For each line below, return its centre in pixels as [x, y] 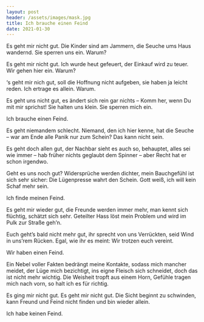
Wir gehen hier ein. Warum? [41, 71]
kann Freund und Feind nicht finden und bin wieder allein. [78, 302]
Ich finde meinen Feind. [36, 198]
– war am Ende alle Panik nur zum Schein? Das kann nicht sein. [85, 137]
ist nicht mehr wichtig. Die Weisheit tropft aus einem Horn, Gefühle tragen [99, 277]
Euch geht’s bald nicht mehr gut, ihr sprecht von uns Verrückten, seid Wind [100, 235]
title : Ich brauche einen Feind [47, 23]
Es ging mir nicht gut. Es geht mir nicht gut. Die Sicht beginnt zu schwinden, [101, 295]
